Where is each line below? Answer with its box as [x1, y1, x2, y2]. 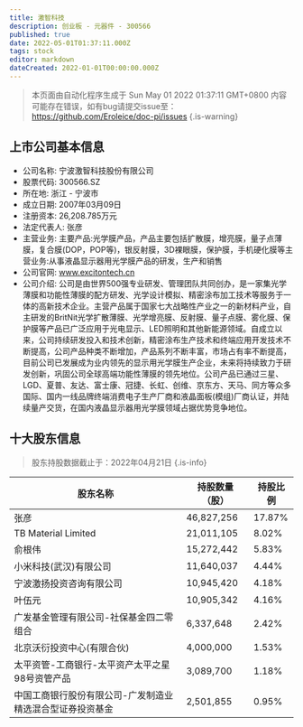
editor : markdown [9, 55, 75, 64]
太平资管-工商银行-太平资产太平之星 [14, 658, 170, 671]
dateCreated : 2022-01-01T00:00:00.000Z [9, 64, 160, 73]
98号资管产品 [14, 672, 71, 685]
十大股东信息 [9, 431, 81, 447]
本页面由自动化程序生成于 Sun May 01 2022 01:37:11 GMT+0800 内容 [31, 89, 287, 100]
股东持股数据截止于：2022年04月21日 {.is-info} [31, 457, 207, 468]
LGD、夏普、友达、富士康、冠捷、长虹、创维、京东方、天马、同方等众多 [22, 379, 291, 390]
